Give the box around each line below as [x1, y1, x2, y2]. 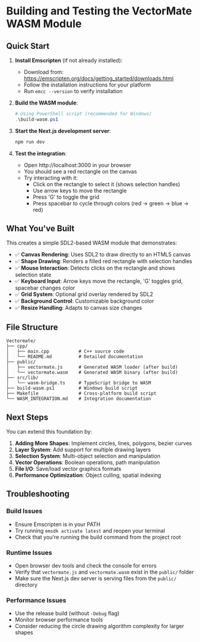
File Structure [6, 322, 58, 332]
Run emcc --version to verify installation [23, 88, 123, 94]
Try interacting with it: [23, 174, 78, 181]
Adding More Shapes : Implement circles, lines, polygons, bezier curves [14, 440, 192, 447]
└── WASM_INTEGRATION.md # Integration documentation [6, 396, 151, 402]
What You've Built [6, 223, 75, 234]
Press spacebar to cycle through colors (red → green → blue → [32, 199, 189, 207]
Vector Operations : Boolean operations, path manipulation [14, 459, 160, 466]
